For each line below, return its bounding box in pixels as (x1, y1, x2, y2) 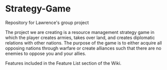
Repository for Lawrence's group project (5, 19, 89, 25)
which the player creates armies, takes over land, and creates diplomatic (5, 34, 155, 40)
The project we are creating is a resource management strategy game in (5, 29, 154, 35)
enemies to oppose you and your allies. (5, 50, 86, 56)
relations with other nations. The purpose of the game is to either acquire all (5, 39, 162, 45)
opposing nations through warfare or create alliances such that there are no (5, 45, 161, 51)
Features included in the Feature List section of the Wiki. (5, 60, 122, 66)
